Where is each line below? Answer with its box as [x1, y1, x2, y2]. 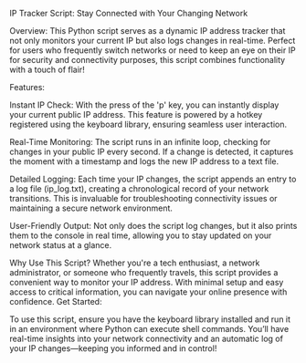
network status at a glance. [9, 240, 112, 250]
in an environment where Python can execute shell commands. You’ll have [9, 324, 290, 334]
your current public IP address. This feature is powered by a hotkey [9, 109, 263, 119]
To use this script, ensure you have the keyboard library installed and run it [9, 314, 290, 325]
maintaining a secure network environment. [9, 202, 174, 213]
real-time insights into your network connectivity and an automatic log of [9, 333, 283, 344]
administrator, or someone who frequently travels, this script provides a [9, 267, 279, 277]
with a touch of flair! [9, 64, 85, 75]
